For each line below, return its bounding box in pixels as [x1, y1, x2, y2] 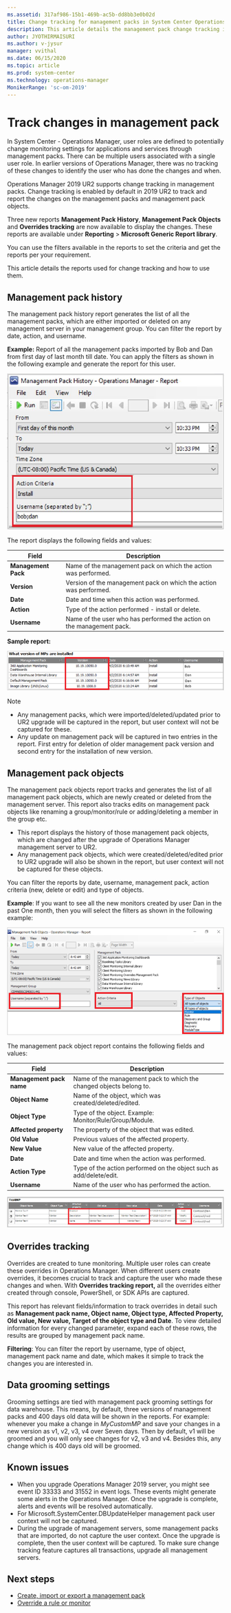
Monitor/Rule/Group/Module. [73, 1115, 155, 1124]
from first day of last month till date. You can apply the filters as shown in [7, 353, 214, 361]
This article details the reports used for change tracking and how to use [7, 264, 210, 273]
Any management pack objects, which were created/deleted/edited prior [16, 850, 223, 859]
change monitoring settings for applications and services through [7, 145, 192, 153]
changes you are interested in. [7, 1359, 93, 1367]
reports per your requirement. [7, 251, 91, 259]
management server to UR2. [16, 843, 98, 852]
